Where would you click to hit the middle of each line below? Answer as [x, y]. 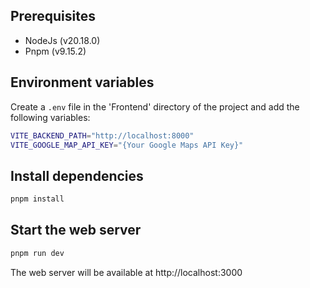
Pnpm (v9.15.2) [55, 51]
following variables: [50, 117]
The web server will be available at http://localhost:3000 [126, 272]
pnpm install [37, 199]
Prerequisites [53, 16]
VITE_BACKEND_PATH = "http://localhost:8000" [102, 135]
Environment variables [82, 82]
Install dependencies [77, 175]
